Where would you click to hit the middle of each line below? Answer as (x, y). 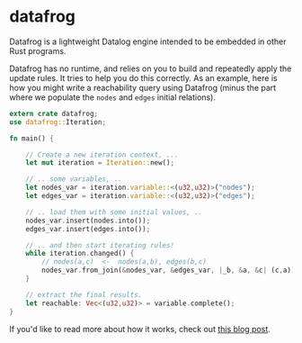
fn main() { (31, 138)
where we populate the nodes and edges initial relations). (112, 97)
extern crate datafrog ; (54, 113)
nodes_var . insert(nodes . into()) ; (88, 221)
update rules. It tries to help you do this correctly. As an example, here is (143, 77)
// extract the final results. (84, 294)
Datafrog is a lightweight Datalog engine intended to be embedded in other (148, 41)
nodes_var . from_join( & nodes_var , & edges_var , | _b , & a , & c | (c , (163, 271)
